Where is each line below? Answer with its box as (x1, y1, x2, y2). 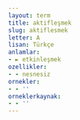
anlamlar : (8, 48, 41, 56)
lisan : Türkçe (8, 41, 55, 49)
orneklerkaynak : (8, 92, 61, 100)
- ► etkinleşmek (8, 56, 61, 64)
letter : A (8, 33, 41, 42)
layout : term (8, 11, 51, 20)
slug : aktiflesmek (8, 26, 68, 34)
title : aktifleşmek (8, 19, 72, 27)
